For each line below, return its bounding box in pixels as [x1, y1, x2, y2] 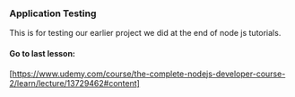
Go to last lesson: [9, 48, 76, 58]
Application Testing [9, 7, 97, 20]
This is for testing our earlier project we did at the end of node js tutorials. [9, 28, 282, 39]
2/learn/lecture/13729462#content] [9, 77, 141, 88]
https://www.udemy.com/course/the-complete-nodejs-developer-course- [12, 68, 286, 79]
